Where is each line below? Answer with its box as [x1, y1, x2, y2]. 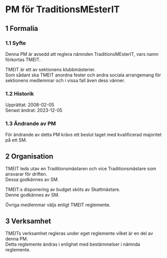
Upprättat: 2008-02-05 [5, 102, 55, 108]
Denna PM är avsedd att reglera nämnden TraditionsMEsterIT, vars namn [5, 51, 159, 57]
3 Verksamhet [5, 216, 51, 225]
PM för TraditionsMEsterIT [5, 4, 120, 15]
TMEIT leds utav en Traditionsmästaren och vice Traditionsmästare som [5, 166, 157, 172]
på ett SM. [5, 137, 27, 143]
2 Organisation [5, 152, 54, 161]
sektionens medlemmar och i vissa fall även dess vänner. [5, 77, 125, 83]
